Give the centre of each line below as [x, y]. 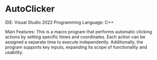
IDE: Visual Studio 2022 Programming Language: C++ [59, 22]
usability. [14, 52]
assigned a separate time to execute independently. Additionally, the [74, 42]
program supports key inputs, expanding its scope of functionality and [76, 47]
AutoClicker [30, 9]
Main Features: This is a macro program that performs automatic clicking [78, 31]
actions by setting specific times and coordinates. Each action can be [75, 37]
